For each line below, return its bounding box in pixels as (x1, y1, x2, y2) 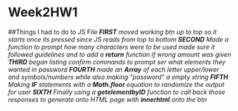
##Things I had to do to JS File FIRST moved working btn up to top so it (8, 28, 217, 36)
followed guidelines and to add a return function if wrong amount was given (8, 50, 232, 59)
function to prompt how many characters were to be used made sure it (8, 42, 215, 51)
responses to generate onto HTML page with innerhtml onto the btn (8, 95, 208, 103)
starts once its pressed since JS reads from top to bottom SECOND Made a (8, 35, 229, 43)
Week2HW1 (8, 4, 78, 21)
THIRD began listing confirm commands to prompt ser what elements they (8, 57, 226, 66)
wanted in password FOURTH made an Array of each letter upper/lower (8, 65, 220, 74)
